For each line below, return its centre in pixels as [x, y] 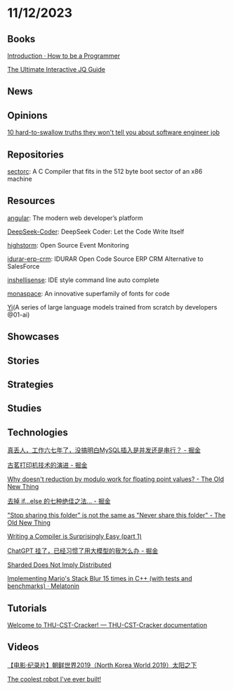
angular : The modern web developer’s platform [75, 218]
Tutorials [27, 608]
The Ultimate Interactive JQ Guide [56, 69]
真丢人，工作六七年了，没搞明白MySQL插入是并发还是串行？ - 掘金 [104, 450]
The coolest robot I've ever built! [54, 679]
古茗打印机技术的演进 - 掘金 [47, 465]
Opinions [27, 115]
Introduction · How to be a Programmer [64, 56]
